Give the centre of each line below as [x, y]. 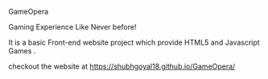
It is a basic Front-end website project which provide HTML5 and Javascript [134, 42]
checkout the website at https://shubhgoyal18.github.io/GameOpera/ [122, 66]
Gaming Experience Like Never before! [72, 27]
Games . [22, 51]
